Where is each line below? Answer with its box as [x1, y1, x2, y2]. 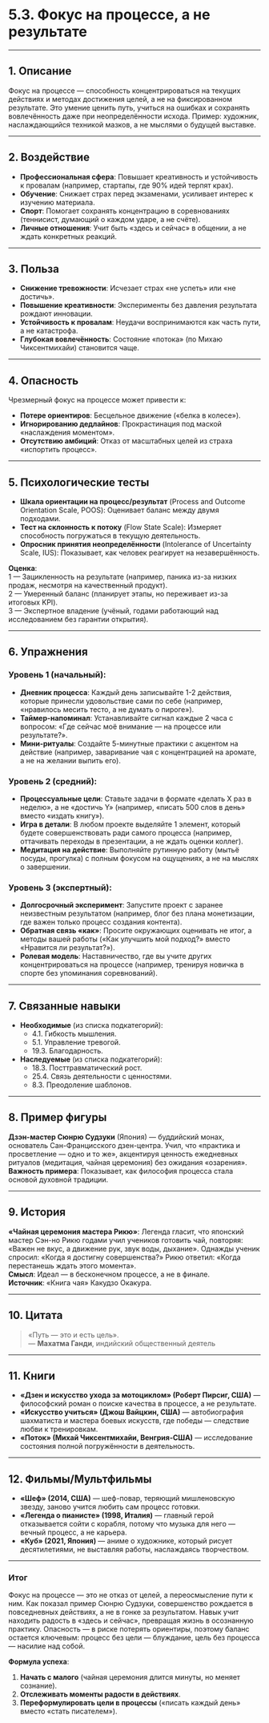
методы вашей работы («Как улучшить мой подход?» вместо [19, 934, 231, 944]
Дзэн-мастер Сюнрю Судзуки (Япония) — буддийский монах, [8, 1132, 225, 1142]
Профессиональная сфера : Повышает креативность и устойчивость [19, 172, 259, 181]
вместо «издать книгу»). [19, 811, 105, 820]
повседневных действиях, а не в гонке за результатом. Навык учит [8, 1608, 239, 1617]
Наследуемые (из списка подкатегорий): [19, 1054, 163, 1064]
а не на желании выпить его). [19, 755, 122, 765]
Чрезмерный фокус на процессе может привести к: [8, 395, 187, 405]
